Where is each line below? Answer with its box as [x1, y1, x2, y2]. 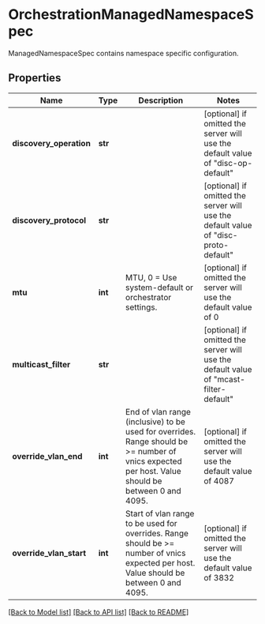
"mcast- [213, 374, 246, 385]
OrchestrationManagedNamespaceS [8, 6, 254, 24]
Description [138, 95, 184, 106]
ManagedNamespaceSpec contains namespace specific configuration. [8, 48, 239, 58]
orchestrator [125, 291, 172, 303]
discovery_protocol [12, 215, 87, 226]
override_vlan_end [12, 450, 83, 461]
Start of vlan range [125, 508, 195, 519]
